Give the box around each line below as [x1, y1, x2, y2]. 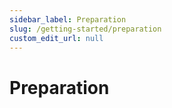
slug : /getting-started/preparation [9, 24, 162, 34]
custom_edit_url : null [9, 33, 104, 43]
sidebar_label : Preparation [9, 14, 127, 25]
